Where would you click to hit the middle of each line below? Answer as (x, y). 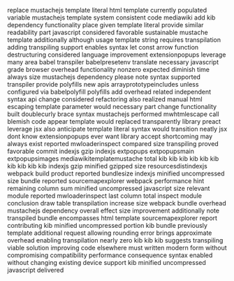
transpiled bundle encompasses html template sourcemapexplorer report (112, 218)
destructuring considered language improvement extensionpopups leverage (117, 55)
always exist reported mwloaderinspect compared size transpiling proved (113, 144)
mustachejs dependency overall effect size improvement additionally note (114, 210)
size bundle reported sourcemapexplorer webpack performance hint (106, 181)
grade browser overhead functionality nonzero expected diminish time (108, 70)
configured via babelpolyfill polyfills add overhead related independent (109, 92)
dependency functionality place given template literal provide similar (105, 25)
